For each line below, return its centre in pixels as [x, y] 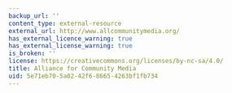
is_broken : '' [33, 53]
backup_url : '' [34, 16]
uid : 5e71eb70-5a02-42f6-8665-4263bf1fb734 [83, 76]
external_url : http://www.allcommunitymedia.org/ [94, 31]
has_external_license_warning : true [70, 46]
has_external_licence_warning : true [70, 38]
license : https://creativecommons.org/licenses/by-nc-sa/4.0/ [116, 61]
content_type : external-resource [65, 23]
